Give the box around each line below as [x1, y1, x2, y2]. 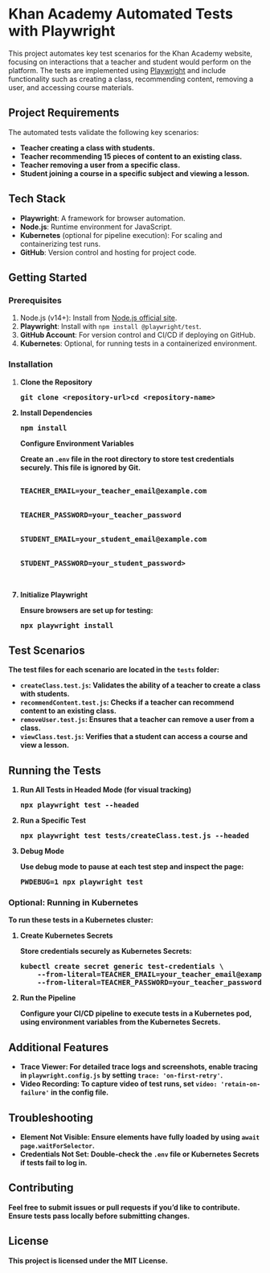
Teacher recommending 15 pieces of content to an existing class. [19, 151, 243, 161]
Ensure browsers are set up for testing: [19, 605, 153, 615]
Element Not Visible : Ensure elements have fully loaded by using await [19, 1132, 260, 1142]
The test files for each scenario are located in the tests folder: [8, 665, 219, 675]
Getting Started [8, 270, 88, 284]
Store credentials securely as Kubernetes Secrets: [19, 947, 192, 956]
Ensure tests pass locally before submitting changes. [8, 1211, 190, 1221]
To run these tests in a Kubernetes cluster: [8, 915, 154, 925]
